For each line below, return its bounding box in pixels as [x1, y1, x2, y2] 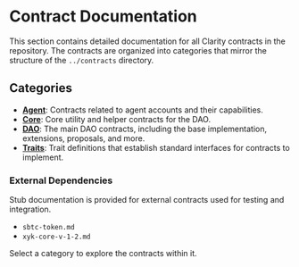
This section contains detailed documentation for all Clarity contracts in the [9, 36, 286, 46]
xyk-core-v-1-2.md [21, 232, 91, 242]
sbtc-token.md [21, 223, 75, 232]
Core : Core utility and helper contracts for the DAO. [21, 113, 212, 124]
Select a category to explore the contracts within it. [9, 248, 198, 259]
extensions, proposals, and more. [21, 132, 145, 144]
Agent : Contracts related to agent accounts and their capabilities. [21, 104, 263, 115]
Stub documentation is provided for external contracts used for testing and [9, 195, 285, 205]
